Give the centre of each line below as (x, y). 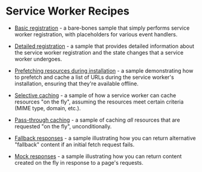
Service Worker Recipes (67, 11)
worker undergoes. (38, 59)
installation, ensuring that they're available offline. (76, 84)
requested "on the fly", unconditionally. (63, 126)
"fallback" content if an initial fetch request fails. (74, 144)
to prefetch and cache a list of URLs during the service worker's (94, 77)
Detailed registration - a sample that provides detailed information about (104, 46)
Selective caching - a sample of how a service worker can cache (95, 95)
